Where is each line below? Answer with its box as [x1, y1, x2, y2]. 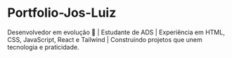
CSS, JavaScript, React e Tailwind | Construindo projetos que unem [7, 35, 202, 43]
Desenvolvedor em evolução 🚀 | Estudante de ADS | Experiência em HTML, [7, 28, 225, 36]
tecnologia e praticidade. [7, 43, 79, 51]
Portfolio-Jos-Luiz [7, 5, 117, 21]
